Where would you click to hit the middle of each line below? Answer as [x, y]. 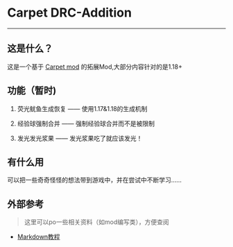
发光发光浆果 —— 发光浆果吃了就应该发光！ [80, 138]
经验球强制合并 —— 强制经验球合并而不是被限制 [86, 123]
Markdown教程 [38, 237]
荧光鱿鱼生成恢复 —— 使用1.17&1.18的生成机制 [82, 108]
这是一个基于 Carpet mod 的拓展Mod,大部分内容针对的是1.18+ [95, 67]
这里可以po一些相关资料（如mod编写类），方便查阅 [96, 222]
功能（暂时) [32, 91]
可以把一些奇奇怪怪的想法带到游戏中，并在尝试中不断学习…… [95, 180]
